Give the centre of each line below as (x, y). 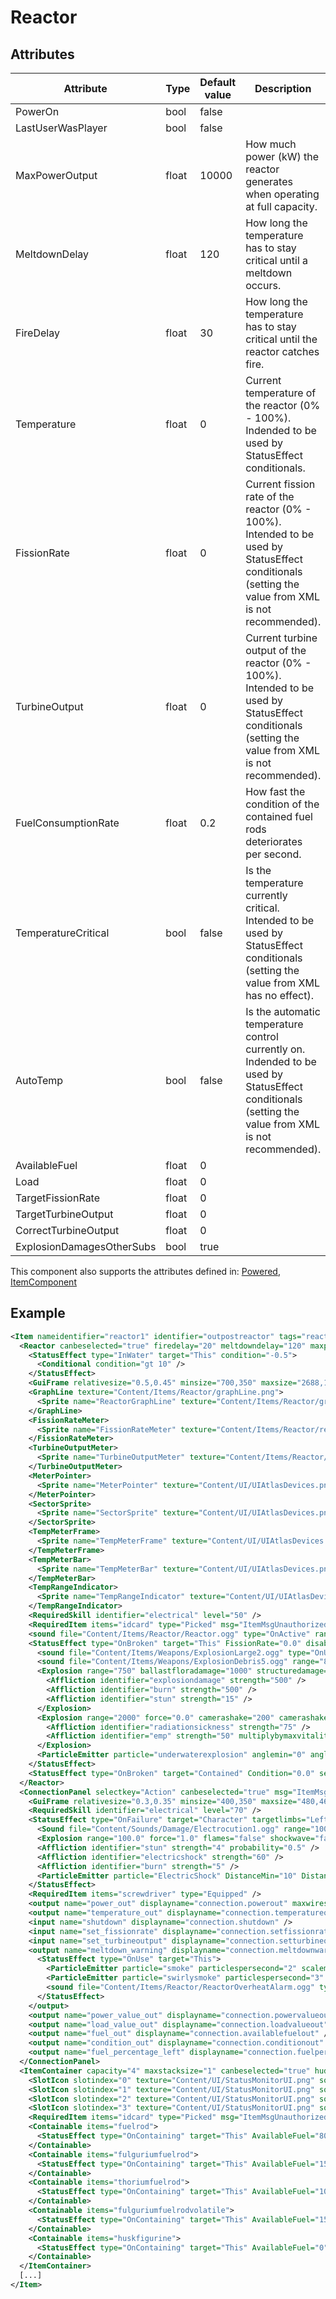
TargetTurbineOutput (64, 1214)
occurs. (263, 285)
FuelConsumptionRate (67, 823)
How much (271, 144)
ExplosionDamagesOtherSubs (86, 1246)
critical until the (281, 339)
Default (218, 82)
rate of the (270, 496)
